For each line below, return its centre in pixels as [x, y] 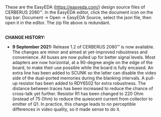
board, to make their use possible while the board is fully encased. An [83, 68]
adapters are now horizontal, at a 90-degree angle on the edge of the [82, 62]
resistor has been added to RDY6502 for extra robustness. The [82, 83]
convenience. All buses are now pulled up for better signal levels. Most [84, 57]
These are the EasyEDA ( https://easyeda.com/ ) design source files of [75, 7]
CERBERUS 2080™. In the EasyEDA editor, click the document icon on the [79, 12]
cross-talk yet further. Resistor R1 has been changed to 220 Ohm [78, 94]
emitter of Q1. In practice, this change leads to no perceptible [74, 104]
